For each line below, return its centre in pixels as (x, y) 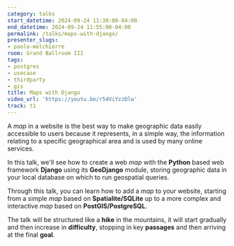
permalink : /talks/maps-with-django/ (63, 34)
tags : (15, 60)
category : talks (31, 14)
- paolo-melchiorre (36, 47)
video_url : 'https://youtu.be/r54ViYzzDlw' (72, 100)
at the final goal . (31, 235)
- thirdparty (27, 80)
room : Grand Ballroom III (45, 54)
